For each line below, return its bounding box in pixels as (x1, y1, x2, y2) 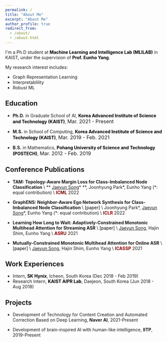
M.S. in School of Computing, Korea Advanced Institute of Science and (12, 129, 162, 135)
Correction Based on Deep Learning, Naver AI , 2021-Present (12, 317, 138, 323)
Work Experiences (5, 260, 64, 268)
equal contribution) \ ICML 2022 (12, 189, 79, 195)
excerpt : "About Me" (5, 17, 49, 22)
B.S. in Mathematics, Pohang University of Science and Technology (12, 144, 155, 151)
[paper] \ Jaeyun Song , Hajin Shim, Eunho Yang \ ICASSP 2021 (12, 245, 142, 251)
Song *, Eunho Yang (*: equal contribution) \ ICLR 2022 (12, 209, 125, 216)
